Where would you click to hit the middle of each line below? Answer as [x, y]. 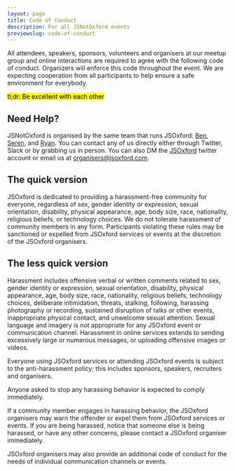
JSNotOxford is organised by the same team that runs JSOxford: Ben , [108, 136]
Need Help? [33, 119]
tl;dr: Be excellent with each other [56, 97]
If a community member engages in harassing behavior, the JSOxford [108, 410]
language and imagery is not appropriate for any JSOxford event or [104, 325]
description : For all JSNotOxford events [69, 27]
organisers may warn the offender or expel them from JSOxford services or [116, 418]
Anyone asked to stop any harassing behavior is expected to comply [106, 389]
